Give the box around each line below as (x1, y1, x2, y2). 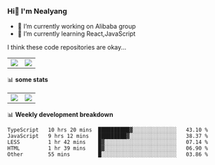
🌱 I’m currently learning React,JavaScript (17, 29, 136, 38)
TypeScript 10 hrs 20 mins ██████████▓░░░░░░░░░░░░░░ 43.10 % (7, 127, 209, 134)
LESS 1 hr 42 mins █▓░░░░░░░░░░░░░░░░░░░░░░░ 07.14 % (7, 139, 209, 146)
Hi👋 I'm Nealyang (7, 6, 68, 16)
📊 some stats (7, 76, 48, 84)
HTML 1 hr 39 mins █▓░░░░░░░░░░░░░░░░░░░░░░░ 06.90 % (7, 145, 209, 152)
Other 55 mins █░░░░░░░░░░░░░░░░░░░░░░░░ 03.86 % (7, 151, 209, 158)
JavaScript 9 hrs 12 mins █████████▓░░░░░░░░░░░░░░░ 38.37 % (7, 133, 209, 140)
